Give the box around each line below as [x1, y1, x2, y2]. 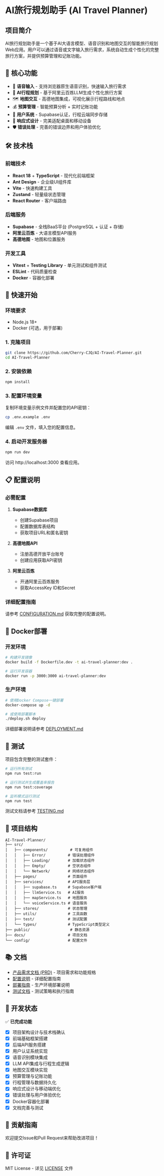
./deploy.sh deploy [5, 716, 46, 721]
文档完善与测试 [12, 1104, 43, 1111]
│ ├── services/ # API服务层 [5, 880, 90, 885]
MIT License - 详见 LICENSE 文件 [5, 1165, 73, 1171]
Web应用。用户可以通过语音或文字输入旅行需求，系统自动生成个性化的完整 [5, 47, 159, 53]
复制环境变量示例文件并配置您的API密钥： [5, 405, 91, 411]
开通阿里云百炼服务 [19, 579, 60, 585]
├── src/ [5, 842, 23, 848]
